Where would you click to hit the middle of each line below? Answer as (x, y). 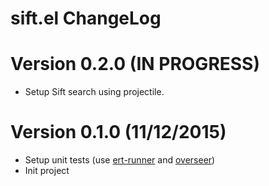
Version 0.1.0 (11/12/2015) (118, 132)
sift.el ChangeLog (86, 18)
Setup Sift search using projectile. (94, 92)
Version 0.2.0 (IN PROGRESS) (135, 64)
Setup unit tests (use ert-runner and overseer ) (120, 160)
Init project (47, 171)
